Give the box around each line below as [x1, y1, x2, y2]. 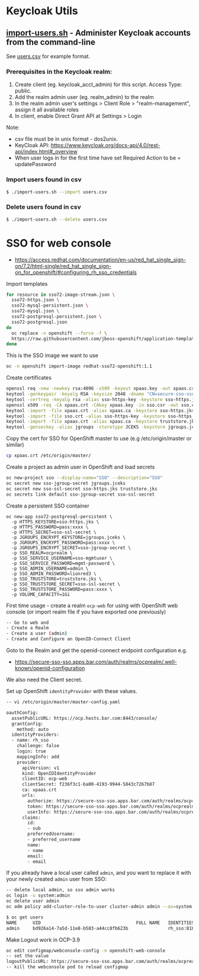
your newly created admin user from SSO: [6, 876, 107, 883]
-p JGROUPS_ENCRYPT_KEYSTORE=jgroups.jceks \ [11, 534, 126, 540]
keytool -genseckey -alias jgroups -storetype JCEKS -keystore [6, 424, 166, 430]
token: [27, 803, 44, 809]
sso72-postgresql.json [11, 319, 68, 325]
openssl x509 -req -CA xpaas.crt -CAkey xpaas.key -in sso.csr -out [6, 402, 179, 408]
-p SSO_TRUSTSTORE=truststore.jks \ [11, 576, 102, 582]
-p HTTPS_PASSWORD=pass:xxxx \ [11, 524, 89, 530]
